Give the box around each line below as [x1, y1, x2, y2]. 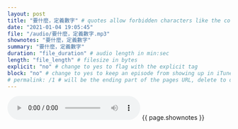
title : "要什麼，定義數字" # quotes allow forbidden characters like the [7, 17, 221, 24]
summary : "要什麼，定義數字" [7, 43, 85, 50]
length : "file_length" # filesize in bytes [7, 57, 138, 64]
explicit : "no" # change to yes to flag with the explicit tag [7, 63, 198, 70]
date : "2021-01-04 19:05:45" [7, 23, 93, 30]
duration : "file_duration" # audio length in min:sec [7, 50, 170, 57]
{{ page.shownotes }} [141, 113, 205, 122]
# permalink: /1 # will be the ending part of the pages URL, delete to [7, 76, 227, 84]
